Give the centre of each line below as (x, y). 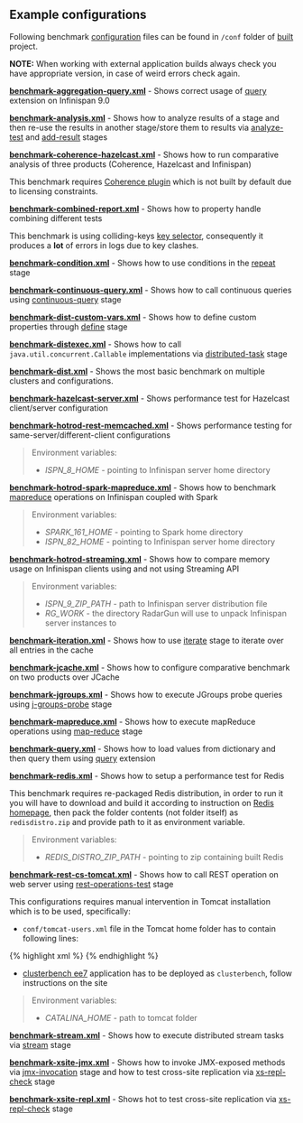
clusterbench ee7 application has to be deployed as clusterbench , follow (157, 973)
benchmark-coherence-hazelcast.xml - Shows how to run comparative (144, 154)
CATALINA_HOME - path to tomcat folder (121, 1017)
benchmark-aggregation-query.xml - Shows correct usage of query (138, 90)
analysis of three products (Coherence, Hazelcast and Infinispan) (130, 164)
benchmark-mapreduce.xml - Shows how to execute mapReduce (133, 721)
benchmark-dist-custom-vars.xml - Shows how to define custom (133, 317)
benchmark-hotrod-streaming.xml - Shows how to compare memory (140, 559)
